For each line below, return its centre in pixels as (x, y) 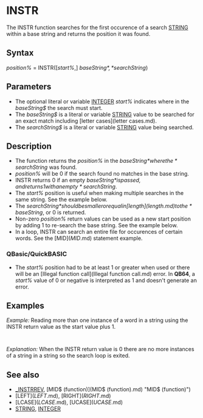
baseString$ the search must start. (59, 108)
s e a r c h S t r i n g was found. (46, 167)
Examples (25, 306)
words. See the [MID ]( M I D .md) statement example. (79, 238)
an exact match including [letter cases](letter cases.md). (86, 121)
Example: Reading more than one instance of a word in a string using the (97, 320)
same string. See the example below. (61, 200)
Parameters (29, 87)
